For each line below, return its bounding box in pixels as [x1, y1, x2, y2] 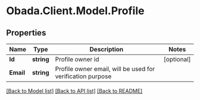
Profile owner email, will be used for [55, 65, 155, 73]
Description [89, 46, 124, 53]
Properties [6, 28, 46, 38]
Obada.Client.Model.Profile [6, 4, 145, 18]
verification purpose [55, 72, 112, 80]
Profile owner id [55, 55, 99, 63]
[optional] [163, 55, 191, 63]
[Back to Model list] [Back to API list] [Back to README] [6, 88, 143, 94]
